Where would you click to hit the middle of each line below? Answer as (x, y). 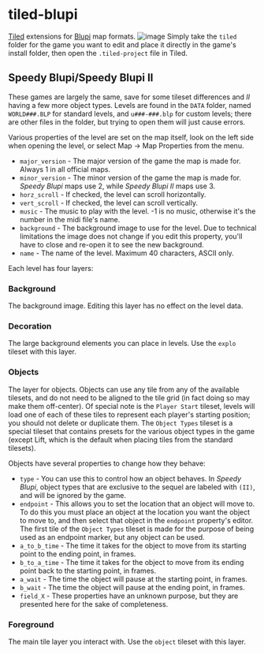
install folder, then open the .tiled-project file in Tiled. (98, 53)
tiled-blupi (43, 15)
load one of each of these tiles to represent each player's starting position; (129, 414)
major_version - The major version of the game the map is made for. (130, 161)
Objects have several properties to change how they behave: (107, 463)
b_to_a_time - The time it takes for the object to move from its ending (132, 562)
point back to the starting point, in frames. (87, 570)
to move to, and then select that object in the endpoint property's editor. (136, 520)
